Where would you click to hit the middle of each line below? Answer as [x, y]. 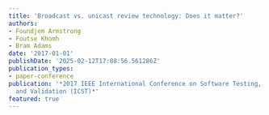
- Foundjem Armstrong [45, 31]
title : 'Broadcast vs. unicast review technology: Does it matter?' [126, 16]
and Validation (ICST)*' [57, 91]
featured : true [34, 99]
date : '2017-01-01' [41, 53]
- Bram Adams [30, 46]
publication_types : [41, 69]
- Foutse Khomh [34, 38]
